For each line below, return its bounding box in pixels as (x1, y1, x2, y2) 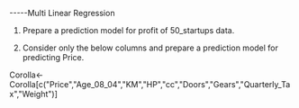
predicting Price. (22, 52, 85, 62)
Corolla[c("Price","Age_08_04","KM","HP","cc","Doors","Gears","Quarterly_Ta (9, 79, 291, 89)
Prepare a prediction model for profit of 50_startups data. (22, 25, 235, 35)
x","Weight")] (9, 89, 59, 99)
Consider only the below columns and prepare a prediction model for (22, 42, 279, 53)
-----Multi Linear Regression (9, 8, 115, 18)
